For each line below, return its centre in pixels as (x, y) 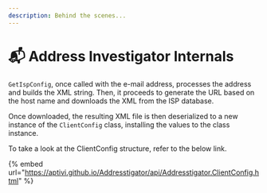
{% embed (26, 164)
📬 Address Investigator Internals (121, 56)
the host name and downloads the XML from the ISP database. (111, 101)
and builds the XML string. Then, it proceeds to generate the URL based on (132, 92)
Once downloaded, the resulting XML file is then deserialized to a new (123, 116)
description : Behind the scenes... (67, 15)
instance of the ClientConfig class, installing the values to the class (119, 125)
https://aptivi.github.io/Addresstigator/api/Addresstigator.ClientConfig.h (142, 172)
